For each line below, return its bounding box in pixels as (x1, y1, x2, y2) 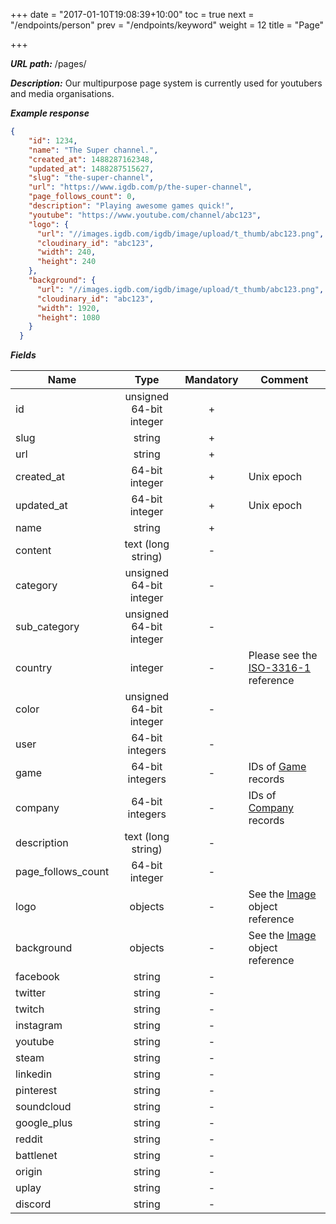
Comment (260, 373, 309, 387)
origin (15, 1165, 43, 1179)
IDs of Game (248, 760, 307, 774)
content (15, 544, 52, 558)
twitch (15, 1002, 45, 1016)
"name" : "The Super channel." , (28, 145, 159, 155)
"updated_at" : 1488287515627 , (28, 164, 155, 174)
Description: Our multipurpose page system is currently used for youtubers (10, 77, 323, 89)
